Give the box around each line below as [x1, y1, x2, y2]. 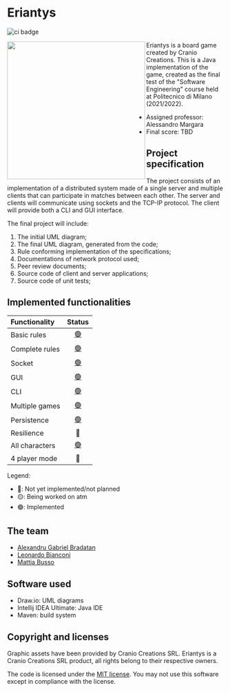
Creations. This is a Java [146, 55, 216, 63]
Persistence [10, 416, 50, 425]
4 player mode [10, 454, 58, 463]
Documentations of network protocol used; [17, 254, 140, 263]
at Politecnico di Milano [146, 92, 212, 101]
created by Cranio [146, 48, 198, 57]
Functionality [10, 317, 55, 327]
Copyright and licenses [7, 631, 109, 642]
